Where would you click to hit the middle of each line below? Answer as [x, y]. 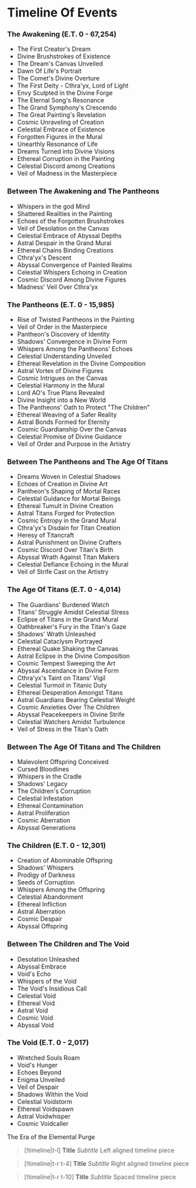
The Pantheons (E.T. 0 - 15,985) [61, 304]
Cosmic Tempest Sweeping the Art [66, 663]
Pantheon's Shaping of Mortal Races [69, 491]
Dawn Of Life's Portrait [49, 71]
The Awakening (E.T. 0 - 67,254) [62, 34]
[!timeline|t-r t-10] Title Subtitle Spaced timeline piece [100, 1177]
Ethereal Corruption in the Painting [66, 159]
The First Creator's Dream [54, 49]
